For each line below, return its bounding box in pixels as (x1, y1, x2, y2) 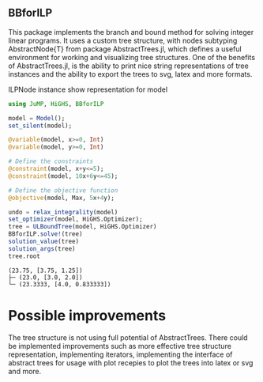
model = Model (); (8, 114, 66, 122)
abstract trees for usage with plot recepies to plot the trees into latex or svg (8, 357, 254, 367)
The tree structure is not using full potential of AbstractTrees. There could (8, 332, 248, 342)
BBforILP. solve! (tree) (8, 230, 83, 238)
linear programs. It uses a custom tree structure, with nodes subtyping (8, 36, 238, 45)
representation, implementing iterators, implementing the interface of (8, 350, 233, 359)
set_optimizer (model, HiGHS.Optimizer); (8, 215, 144, 224)
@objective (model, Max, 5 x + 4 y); (8, 194, 115, 202)
